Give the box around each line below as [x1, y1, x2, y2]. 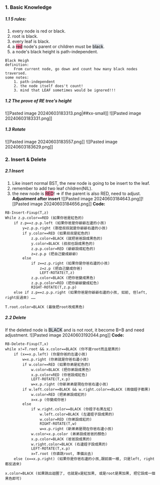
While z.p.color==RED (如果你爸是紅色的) [5, 215, 84, 220]
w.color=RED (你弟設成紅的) [39, 417, 92, 422]
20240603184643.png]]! [94, 195, 144, 201]
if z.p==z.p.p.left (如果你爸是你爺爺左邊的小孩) [14, 220, 107, 226]
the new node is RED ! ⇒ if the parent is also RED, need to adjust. [12, 191, 141, 196]
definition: [5, 62, 29, 67]
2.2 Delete [5, 315, 27, 321]
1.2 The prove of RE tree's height [5, 98, 72, 104]
